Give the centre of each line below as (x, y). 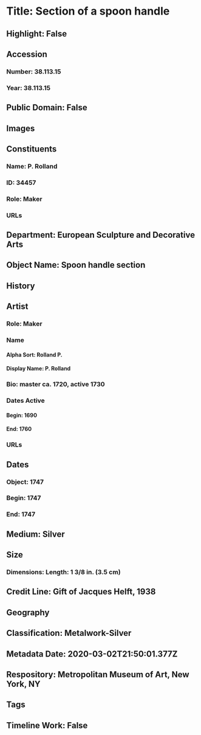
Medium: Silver (36, 534)
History (21, 286)
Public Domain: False (47, 108)
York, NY (23, 684)
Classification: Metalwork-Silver (69, 633)
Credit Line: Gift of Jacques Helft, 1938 (81, 592)
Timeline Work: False (47, 725)
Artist (17, 306)
